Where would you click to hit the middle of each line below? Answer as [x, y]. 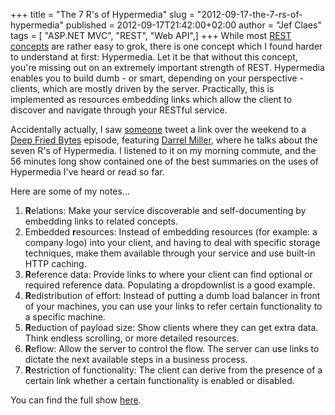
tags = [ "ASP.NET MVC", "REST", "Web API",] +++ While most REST [151, 35]
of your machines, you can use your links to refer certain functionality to [173, 306]
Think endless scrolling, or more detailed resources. [132, 338]
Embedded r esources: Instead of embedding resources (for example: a [171, 232]
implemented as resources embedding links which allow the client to [151, 99]
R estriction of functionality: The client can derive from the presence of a [173, 370]
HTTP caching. [55, 263]
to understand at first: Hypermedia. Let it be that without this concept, [154, 57]
